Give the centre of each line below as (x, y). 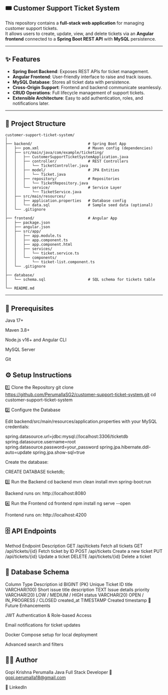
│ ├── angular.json (28, 227)
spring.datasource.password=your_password (52, 447)
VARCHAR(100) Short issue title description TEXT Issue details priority (77, 589)
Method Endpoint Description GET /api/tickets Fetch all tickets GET (74, 546)
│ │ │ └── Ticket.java (35, 175)
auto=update (18, 452)
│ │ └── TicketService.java (43, 192)
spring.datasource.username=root (40, 442)
